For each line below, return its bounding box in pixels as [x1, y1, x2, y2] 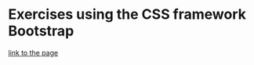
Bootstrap [8, 22, 74, 40]
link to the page [8, 48, 59, 57]
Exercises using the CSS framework [8, 5, 247, 23]
